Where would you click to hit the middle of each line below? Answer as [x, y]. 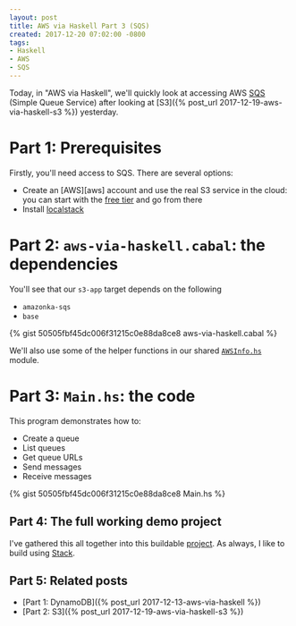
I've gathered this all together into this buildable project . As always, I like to [147, 543]
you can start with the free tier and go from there [112, 199]
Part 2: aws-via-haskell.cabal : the [137, 245]
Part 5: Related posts [68, 581]
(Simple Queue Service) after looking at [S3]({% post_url [114, 102]
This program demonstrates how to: [75, 420]
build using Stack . [42, 553]
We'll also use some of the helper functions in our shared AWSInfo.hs [135, 351]
